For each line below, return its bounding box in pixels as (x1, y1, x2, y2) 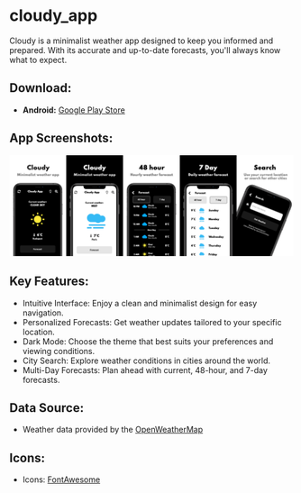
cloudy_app (9, 5, 98, 26)
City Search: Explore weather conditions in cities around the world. (22, 355, 271, 366)
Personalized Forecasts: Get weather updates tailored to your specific (22, 316, 282, 327)
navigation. (22, 307, 65, 318)
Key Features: (9, 274, 89, 289)
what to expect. (9, 54, 68, 65)
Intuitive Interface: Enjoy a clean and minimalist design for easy (22, 297, 258, 308)
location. (22, 326, 56, 337)
